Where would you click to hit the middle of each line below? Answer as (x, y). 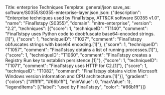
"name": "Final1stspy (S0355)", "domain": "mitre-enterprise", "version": (79, 23)
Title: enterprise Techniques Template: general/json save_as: (68, 7)
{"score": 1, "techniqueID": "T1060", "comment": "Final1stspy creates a (78, 55)
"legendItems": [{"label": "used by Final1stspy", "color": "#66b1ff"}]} (76, 87)
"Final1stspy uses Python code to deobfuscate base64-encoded (72, 34)
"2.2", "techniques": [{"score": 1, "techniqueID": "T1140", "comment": (76, 28)
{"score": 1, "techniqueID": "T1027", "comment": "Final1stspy (79, 39)
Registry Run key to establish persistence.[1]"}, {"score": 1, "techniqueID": (81, 60)
